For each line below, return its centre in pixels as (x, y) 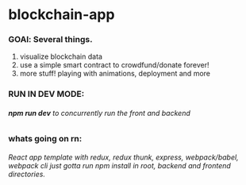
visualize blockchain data (61, 56)
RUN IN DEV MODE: (46, 94)
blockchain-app (61, 15)
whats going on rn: (45, 138)
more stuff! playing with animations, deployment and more (115, 74)
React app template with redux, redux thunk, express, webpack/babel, (124, 157)
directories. (27, 174)
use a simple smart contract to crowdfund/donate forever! (114, 65)
